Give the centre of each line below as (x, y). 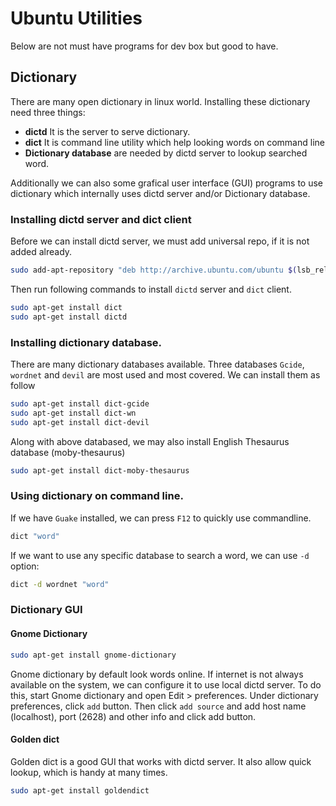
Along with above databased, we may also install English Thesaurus (150, 441)
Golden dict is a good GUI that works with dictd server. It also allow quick (161, 761)
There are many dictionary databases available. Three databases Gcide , (157, 364)
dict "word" (35, 536)
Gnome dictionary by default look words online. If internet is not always (157, 674)
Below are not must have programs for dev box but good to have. (144, 46)
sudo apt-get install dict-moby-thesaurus (100, 470)
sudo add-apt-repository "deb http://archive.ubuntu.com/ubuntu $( (154, 270)
